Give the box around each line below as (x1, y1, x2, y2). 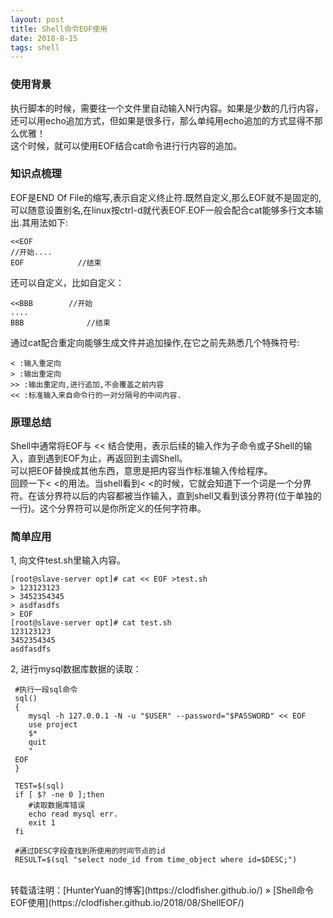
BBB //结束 (10, 317, 111, 328)
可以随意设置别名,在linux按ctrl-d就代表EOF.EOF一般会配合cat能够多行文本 (10, 204, 315, 216)
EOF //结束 (10, 257, 102, 268)
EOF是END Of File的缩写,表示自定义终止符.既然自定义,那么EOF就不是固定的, (10, 191, 322, 203)
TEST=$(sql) (14, 781, 65, 791)
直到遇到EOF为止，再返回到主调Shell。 (27, 452, 188, 465)
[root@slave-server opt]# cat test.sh (10, 618, 172, 628)
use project (28, 720, 78, 730)
